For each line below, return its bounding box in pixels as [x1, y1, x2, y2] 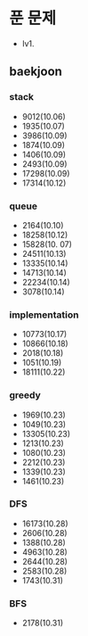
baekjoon [9, 64, 62, 79]
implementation [9, 309, 79, 321]
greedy [9, 389, 42, 401]
